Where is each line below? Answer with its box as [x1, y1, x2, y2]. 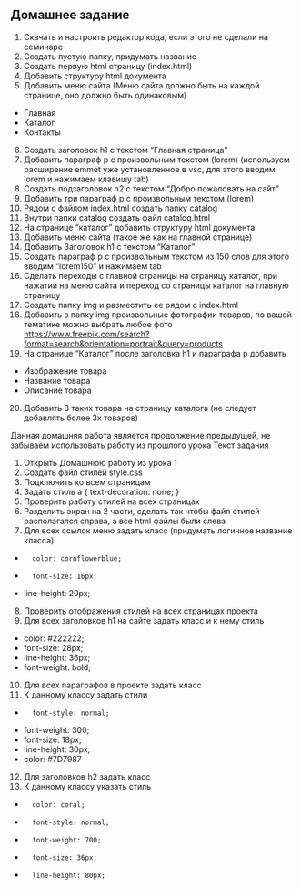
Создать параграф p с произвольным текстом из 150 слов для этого [23, 251, 290, 262]
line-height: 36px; [23, 652, 91, 663]
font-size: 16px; [32, 572, 98, 581]
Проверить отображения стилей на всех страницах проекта [23, 605, 258, 616]
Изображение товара [23, 365, 107, 377]
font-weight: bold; [23, 661, 92, 673]
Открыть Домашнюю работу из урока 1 [23, 457, 177, 468]
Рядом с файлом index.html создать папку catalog [23, 202, 218, 213]
